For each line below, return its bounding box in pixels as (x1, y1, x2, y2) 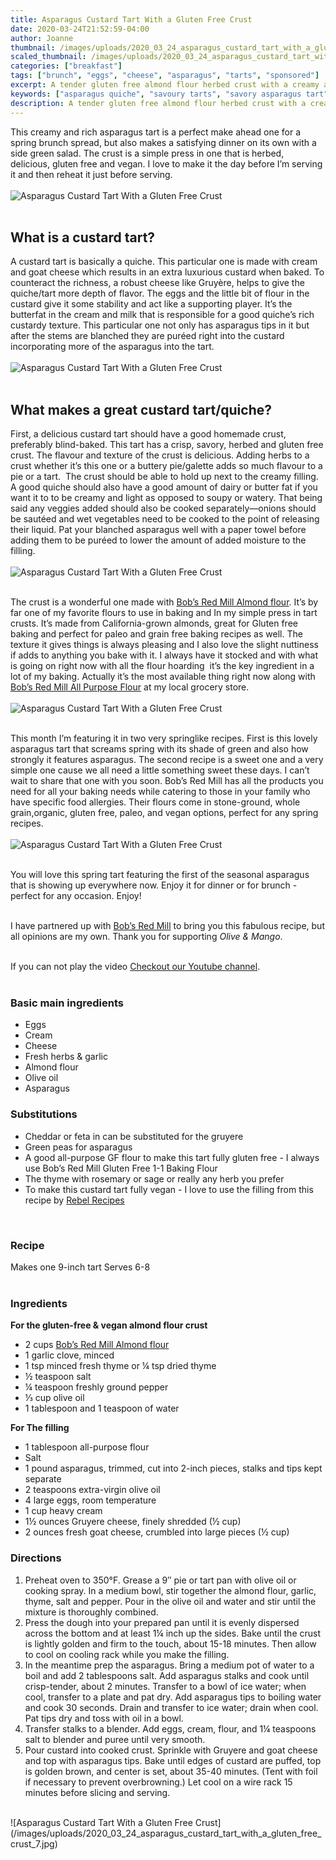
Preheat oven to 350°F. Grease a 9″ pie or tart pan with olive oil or (24, 1574, 297, 1586)
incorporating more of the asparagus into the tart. (10, 341, 215, 353)
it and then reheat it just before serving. (10, 168, 173, 180)
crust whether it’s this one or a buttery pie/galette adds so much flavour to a (10, 460, 323, 472)
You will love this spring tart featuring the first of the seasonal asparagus (10, 869, 310, 881)
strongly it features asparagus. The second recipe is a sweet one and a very (10, 754, 324, 766)
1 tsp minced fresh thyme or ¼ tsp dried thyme (24, 1360, 217, 1372)
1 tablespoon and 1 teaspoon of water (24, 1402, 180, 1415)
